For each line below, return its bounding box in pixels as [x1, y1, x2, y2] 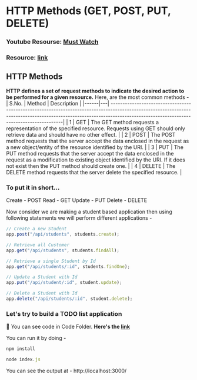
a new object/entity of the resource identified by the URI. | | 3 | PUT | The [6, 143, 184, 151]
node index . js [6, 356, 41, 363]
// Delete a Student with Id [6, 290, 78, 296]
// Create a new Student [6, 226, 67, 232]
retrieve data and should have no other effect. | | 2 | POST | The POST [6, 131, 176, 138]
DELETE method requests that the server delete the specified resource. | [6, 168, 182, 176]
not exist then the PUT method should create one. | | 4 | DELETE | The [6, 162, 176, 169]
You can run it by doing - [6, 335, 66, 342]
